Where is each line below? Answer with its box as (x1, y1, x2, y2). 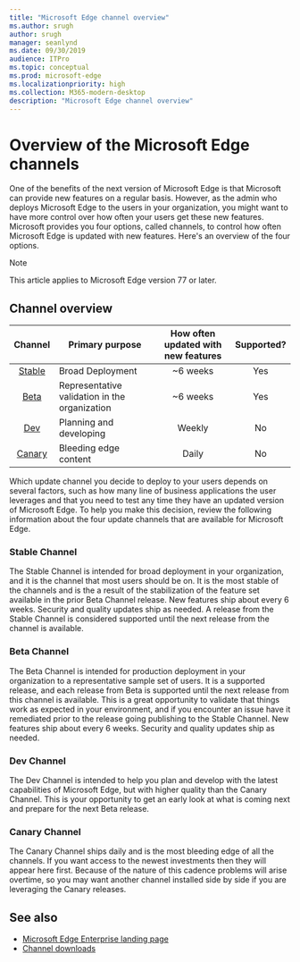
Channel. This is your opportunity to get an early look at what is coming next (9, 794, 290, 805)
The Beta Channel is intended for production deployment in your (9, 665, 246, 676)
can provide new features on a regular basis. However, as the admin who (9, 193, 278, 204)
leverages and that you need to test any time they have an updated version (9, 495, 284, 506)
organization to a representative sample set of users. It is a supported (9, 675, 265, 686)
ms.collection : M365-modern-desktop (9, 88, 146, 97)
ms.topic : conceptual (9, 63, 90, 72)
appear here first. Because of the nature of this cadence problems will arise (9, 865, 287, 876)
